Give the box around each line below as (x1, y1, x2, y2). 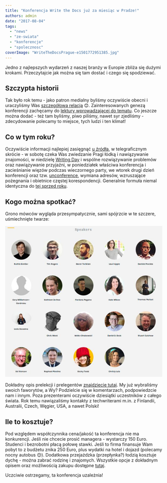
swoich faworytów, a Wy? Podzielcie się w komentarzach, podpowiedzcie (5, 387, 157, 393)
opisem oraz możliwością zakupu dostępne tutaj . (5, 463, 106, 469)
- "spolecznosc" (9, 45, 43, 50)
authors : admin (5, 13, 37, 18)
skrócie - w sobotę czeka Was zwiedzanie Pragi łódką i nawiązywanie (5, 151, 149, 157)
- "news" (9, 29, 28, 34)
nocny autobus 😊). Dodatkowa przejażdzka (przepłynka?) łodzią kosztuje (5, 452, 157, 458)
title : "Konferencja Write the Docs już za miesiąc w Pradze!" (5, 8, 140, 13)
